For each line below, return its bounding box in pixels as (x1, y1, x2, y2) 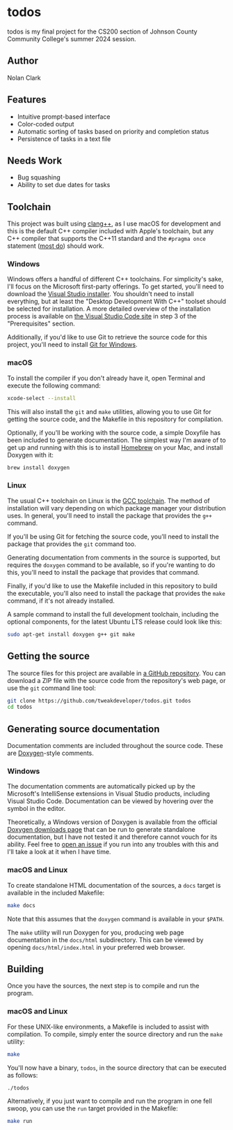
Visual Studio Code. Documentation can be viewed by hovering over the (7, 797, 214, 805)
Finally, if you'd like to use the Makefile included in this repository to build (7, 581, 218, 590)
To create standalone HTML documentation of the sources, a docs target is (7, 881, 221, 889)
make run (7, 1118, 33, 1125)
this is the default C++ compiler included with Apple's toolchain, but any (7, 227, 214, 235)
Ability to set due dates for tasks (17, 181, 111, 189)
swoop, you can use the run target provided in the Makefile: (7, 1104, 179, 1113)
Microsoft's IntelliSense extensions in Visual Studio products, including (7, 790, 210, 798)
